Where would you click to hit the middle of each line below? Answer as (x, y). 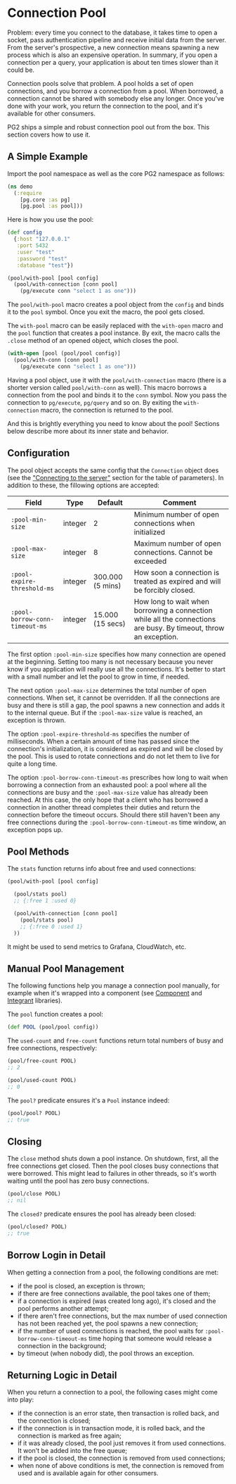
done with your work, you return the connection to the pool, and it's (105, 106)
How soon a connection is (177, 572)
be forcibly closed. (164, 590)
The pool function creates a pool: (55, 1014)
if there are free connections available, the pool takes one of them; (114, 1293)
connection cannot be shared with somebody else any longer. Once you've (116, 98)
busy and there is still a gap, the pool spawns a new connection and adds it (116, 705)
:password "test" (42, 258)
